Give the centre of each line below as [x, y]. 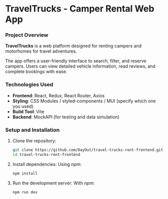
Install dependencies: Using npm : [47, 164]
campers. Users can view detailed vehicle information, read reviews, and [80, 66]
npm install [25, 173]
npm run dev [25, 192]
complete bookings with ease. [36, 72]
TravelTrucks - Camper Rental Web [80, 9]
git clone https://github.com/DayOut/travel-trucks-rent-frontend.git [88, 150]
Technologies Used [29, 85]
